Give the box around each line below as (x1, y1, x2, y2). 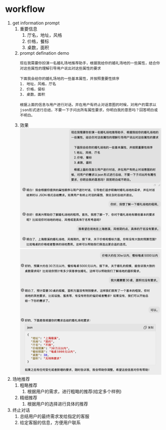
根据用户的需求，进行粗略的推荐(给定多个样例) (27, 389, 122, 395)
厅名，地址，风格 (27, 32, 62, 38)
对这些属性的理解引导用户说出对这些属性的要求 (19, 66, 102, 71)
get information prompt (12, 20, 60, 26)
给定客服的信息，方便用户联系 (19, 420, 81, 426)
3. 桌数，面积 (19, 92, 46, 97)
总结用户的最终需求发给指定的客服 (19, 414, 90, 420)
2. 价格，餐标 (19, 86, 46, 91)
